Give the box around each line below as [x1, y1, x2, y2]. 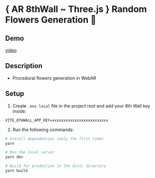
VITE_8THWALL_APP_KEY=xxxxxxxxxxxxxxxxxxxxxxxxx [5, 117, 108, 123]
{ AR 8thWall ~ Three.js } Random [5, 3, 147, 15]
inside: [12, 108, 26, 114]
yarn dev [5, 154, 23, 159]
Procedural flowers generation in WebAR [12, 75, 96, 81]
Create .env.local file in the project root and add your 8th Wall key [12, 102, 150, 108]
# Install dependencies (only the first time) [5, 136, 104, 141]
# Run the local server [5, 150, 55, 155]
